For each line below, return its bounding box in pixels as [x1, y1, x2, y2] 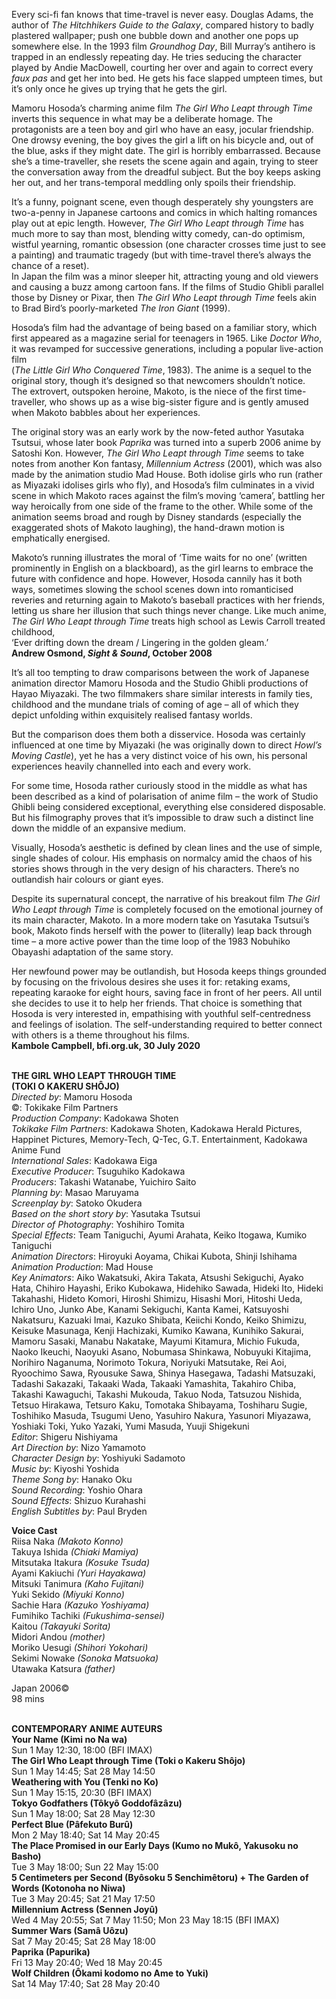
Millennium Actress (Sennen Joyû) [11, 1904, 159, 1915]
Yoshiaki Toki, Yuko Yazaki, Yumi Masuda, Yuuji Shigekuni [11, 1420, 250, 1432]
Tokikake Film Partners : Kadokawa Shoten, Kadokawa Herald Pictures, [11, 1123, 303, 1134]
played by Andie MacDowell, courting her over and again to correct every [11, 62, 314, 73]
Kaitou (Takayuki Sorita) [11, 1620, 111, 1632]
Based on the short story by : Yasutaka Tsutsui [11, 1208, 201, 1219]
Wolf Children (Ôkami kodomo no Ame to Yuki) [11, 1967, 209, 1979]
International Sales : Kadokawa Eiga [11, 1155, 158, 1166]
